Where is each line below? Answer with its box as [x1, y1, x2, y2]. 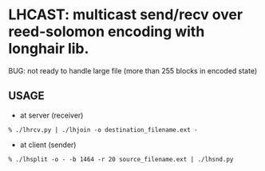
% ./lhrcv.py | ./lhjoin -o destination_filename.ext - [8, 125, 198, 133]
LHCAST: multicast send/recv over [8, 6, 243, 24]
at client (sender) [19, 140, 77, 149]
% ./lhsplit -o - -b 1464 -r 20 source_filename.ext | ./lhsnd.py [8, 155, 234, 163]
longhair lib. [8, 40, 89, 58]
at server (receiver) [19, 110, 84, 120]
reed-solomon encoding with [8, 22, 205, 41]
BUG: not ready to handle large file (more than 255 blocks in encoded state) [8, 66, 258, 75]
